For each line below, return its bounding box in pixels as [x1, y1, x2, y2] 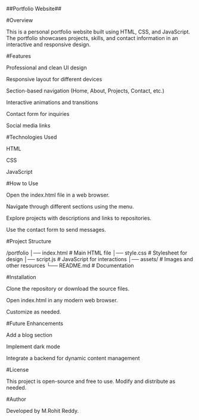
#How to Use [6, 180, 39, 187]
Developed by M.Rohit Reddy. [6, 407, 79, 414]
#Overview [6, 17, 33, 23]
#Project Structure [6, 238, 52, 244]
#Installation [6, 274, 37, 280]
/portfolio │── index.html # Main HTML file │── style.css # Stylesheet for [6, 249, 188, 256]
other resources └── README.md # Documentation [6, 262, 134, 269]
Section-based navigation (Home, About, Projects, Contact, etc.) [6, 87, 165, 94]
